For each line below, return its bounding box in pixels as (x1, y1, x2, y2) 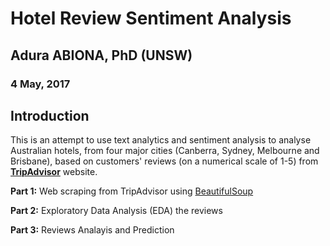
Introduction (10, 107, 90, 124)
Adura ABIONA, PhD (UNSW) (10, 47, 193, 64)
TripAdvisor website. (10, 166, 98, 178)
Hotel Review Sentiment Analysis (10, 7, 292, 30)
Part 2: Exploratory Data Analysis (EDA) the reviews (10, 205, 223, 217)
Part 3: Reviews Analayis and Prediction (10, 224, 175, 236)
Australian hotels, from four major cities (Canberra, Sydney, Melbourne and (10, 145, 320, 157)
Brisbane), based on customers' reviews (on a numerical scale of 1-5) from (10, 155, 319, 167)
